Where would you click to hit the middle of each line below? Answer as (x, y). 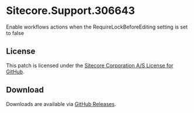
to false (15, 33)
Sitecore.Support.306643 (71, 11)
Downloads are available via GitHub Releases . (61, 104)
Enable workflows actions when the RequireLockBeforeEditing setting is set (97, 27)
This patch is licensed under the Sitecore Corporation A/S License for (90, 65)
